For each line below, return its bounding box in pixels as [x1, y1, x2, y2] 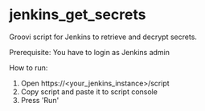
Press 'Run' [20, 95, 59, 105]
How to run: [9, 62, 48, 73]
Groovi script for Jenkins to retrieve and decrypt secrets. [9, 32, 198, 42]
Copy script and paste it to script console [20, 86, 158, 97]
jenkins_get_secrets [9, 6, 146, 24]
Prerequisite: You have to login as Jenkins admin [9, 47, 170, 57]
